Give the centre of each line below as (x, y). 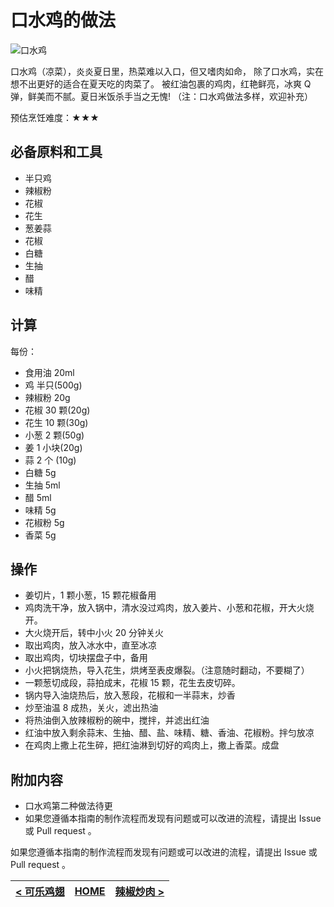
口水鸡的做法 (63, 20)
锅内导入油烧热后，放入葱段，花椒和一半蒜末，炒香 (130, 695)
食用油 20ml (49, 372)
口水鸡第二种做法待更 (68, 806)
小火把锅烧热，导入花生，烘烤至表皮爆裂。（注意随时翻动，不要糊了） (167, 670)
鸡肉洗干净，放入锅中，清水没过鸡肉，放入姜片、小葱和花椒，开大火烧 (169, 608)
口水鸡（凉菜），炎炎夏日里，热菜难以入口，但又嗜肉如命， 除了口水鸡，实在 (167, 71)
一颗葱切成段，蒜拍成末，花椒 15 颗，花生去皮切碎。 (132, 683)
